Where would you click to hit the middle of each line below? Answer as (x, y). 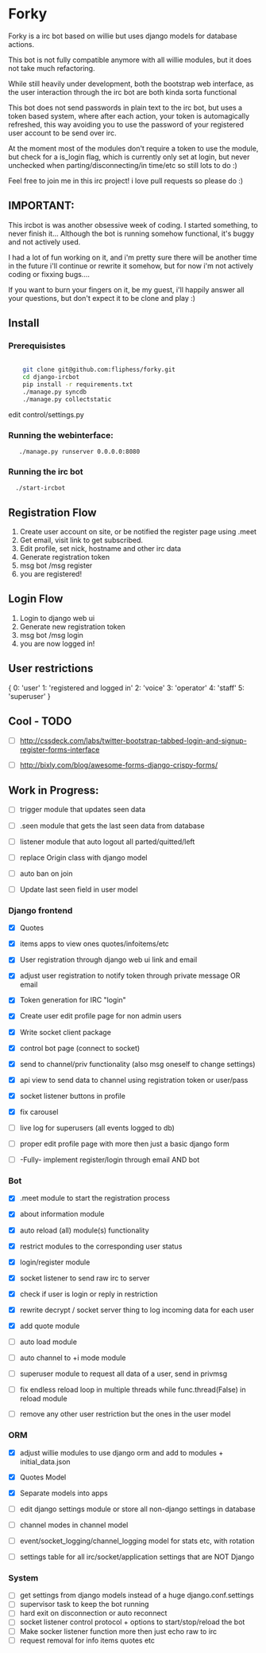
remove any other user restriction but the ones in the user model (125, 1414)
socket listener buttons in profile (72, 1096)
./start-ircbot (40, 488)
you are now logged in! (57, 643)
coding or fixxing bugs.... (49, 274)
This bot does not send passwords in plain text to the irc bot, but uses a (125, 107)
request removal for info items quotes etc (87, 1640)
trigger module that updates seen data (83, 810)
